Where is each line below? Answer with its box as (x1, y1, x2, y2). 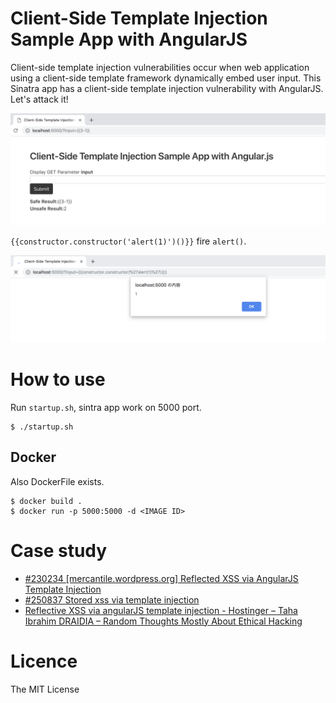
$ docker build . (10, 496, 83, 506)
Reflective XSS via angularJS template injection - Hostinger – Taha (24, 604, 298, 616)
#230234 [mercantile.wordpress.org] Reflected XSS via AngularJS (24, 572, 299, 584)
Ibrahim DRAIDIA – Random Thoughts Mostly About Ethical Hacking (24, 615, 303, 627)
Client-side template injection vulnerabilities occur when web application (10, 61, 310, 73)
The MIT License (10, 683, 80, 695)
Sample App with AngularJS (10, 28, 248, 51)
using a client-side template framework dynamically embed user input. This (10, 72, 322, 84)
